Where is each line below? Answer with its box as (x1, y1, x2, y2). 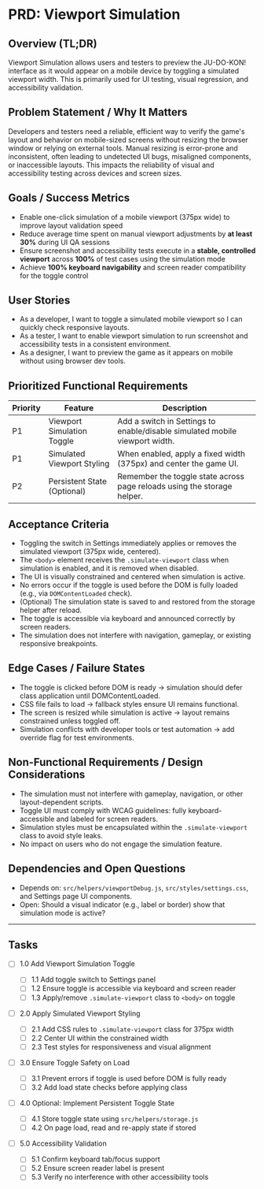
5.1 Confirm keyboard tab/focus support (31, 1154, 160, 1164)
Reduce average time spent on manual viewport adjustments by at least (19, 229, 253, 238)
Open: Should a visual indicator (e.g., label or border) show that (19, 900, 225, 909)
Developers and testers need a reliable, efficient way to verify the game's (8, 126, 245, 136)
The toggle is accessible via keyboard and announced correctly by (19, 614, 236, 623)
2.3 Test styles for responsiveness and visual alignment (31, 1042, 211, 1051)
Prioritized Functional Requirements (8, 379, 189, 392)
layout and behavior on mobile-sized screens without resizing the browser (8, 135, 249, 144)
